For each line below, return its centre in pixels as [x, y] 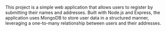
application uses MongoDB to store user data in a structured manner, [77, 18]
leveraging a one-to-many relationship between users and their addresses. [83, 23]
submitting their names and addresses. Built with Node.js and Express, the [83, 12]
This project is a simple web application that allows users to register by [79, 7]
